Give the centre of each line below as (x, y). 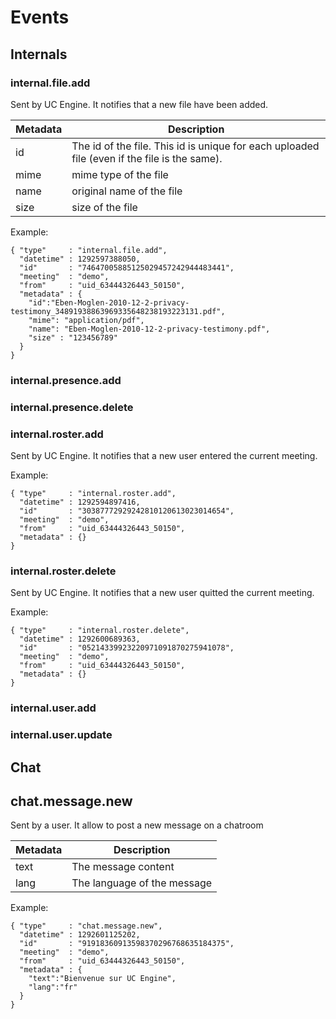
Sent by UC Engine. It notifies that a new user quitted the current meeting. (162, 593)
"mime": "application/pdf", (86, 320)
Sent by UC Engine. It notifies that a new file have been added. (139, 104)
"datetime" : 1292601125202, (80, 935)
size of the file (104, 207)
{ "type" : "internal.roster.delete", (100, 631)
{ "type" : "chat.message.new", (86, 926)
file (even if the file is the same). (147, 158)
